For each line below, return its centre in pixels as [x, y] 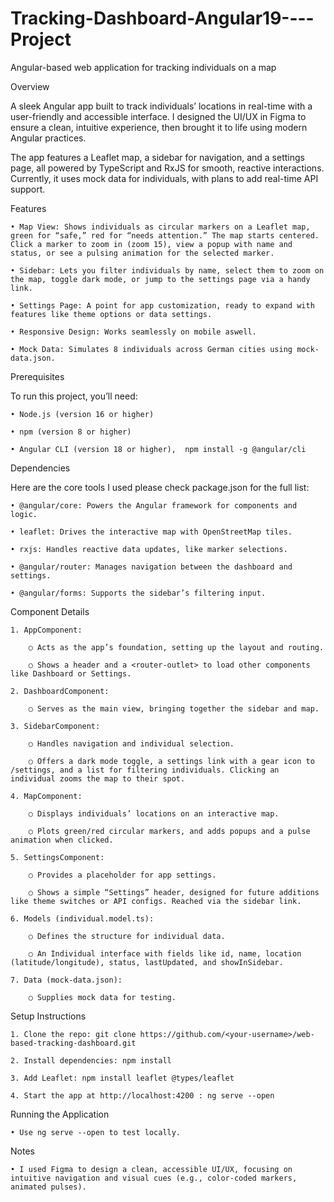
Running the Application [60, 1114]
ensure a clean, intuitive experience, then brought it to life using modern [159, 127]
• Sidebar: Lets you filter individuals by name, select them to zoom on [167, 270]
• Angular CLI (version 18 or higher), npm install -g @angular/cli [158, 449]
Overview [30, 86]
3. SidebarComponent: [55, 726]
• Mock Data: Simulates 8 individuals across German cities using [151, 349]
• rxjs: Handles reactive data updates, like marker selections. [149, 549]
